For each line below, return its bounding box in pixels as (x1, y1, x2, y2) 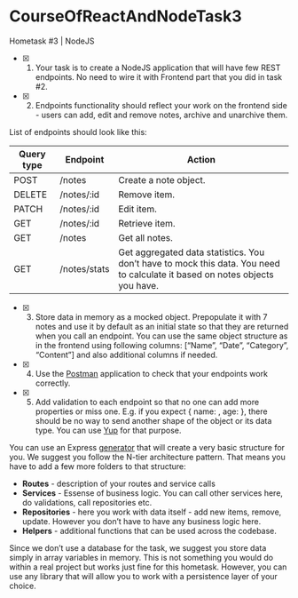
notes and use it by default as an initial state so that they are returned (35, 321, 289, 331)
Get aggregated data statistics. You (118, 246, 265, 259)
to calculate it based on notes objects (118, 268, 274, 281)
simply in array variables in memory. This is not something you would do (9, 552, 273, 562)
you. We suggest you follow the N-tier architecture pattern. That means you (9, 451, 286, 462)
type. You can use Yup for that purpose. (35, 425, 182, 435)
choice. (9, 580, 37, 591)
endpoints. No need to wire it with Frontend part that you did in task (35, 71, 282, 82)
